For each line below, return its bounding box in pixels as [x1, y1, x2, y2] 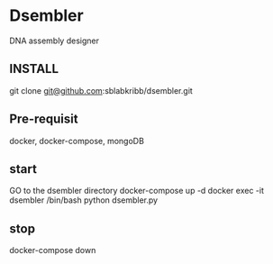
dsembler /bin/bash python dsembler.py [9, 195, 159, 205]
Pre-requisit [9, 112, 78, 127]
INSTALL [9, 61, 59, 77]
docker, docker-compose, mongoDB [9, 135, 144, 146]
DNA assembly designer [9, 35, 99, 46]
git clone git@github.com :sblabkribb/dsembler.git [9, 85, 194, 96]
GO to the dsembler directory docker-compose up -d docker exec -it [9, 186, 264, 196]
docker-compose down [9, 245, 96, 256]
